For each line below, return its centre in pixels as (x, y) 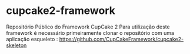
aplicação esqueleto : (32, 39)
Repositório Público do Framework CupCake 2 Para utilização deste (88, 27)
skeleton (16, 45)
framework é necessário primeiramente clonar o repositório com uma (90, 33)
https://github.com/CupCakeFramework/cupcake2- (121, 39)
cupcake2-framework (61, 11)
